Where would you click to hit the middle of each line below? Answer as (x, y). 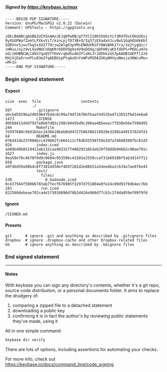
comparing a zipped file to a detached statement (62, 305)
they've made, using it (35, 321)
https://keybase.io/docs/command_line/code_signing (60, 364)
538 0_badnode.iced (41, 180)
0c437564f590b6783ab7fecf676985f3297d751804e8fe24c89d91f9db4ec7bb (77, 184)
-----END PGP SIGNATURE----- (35, 67)
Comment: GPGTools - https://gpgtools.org (50, 27)
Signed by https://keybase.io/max (42, 7)
